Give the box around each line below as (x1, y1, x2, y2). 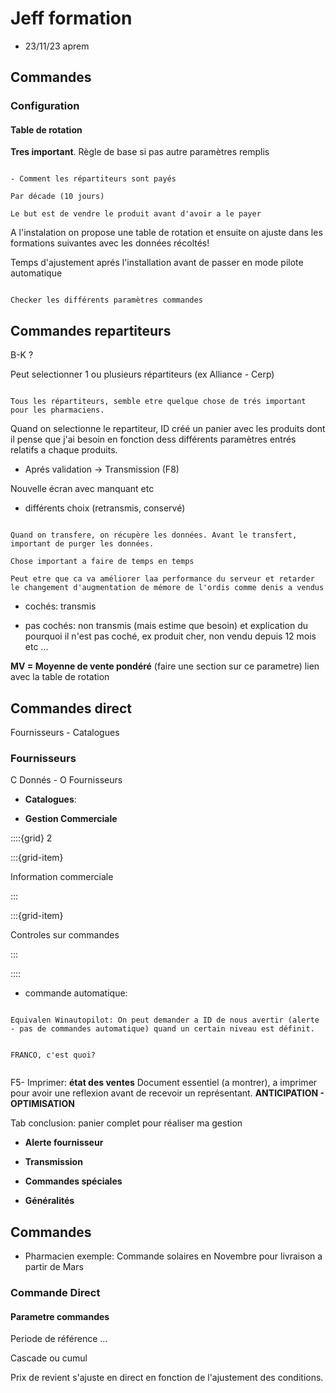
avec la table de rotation (10, 671, 110, 683)
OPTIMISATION (10, 1098, 76, 1110)
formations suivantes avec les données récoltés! (10, 237, 210, 249)
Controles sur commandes (10, 929, 120, 941)
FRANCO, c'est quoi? (10, 1050, 97, 1061)
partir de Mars (24, 1261, 84, 1273)
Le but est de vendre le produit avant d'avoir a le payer (10, 209, 262, 219)
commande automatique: (24, 987, 128, 999)
